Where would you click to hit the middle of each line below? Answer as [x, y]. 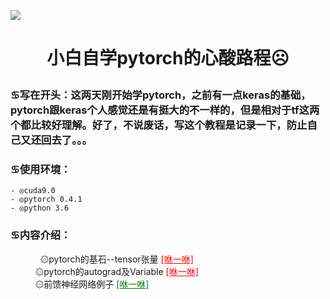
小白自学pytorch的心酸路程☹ [168, 58]
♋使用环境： [41, 170]
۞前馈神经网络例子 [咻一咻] [92, 284]
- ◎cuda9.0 [33, 191]
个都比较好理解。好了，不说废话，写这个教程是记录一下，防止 [159, 125]
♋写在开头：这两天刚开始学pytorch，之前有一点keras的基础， [161, 95]
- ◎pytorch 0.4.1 [46, 200]
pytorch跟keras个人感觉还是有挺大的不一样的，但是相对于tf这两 [165, 110]
